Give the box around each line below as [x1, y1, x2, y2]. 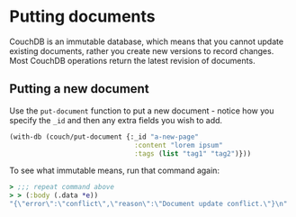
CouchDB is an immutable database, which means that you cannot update [9, 36, 284, 47]
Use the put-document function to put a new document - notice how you [9, 105, 274, 116]
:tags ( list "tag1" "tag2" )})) [133, 149, 252, 158]
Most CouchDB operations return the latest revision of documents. [9, 55, 256, 66]
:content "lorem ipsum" [133, 140, 223, 149]
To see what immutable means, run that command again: [9, 165, 220, 176]
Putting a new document [9, 81, 150, 96]
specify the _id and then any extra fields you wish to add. [9, 114, 223, 125]
